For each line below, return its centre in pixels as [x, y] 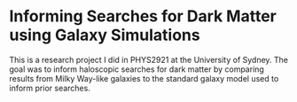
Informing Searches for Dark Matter [143, 16]
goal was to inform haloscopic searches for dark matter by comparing [137, 69]
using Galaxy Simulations [105, 35]
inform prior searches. [50, 88]
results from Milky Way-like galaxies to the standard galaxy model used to [144, 78]
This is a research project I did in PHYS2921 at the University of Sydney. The [149, 59]
